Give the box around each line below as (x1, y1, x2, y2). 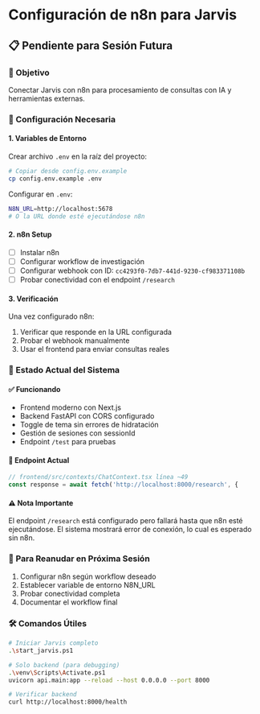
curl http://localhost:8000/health (8, 698, 128, 706)
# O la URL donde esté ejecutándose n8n (8, 212, 146, 221)
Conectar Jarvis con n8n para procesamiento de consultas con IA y (8, 85, 232, 94)
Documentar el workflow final (19, 597, 118, 607)
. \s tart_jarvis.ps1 (8, 646, 74, 654)
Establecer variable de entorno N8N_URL (19, 580, 156, 589)
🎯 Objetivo (8, 67, 50, 78)
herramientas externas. (8, 93, 86, 103)
